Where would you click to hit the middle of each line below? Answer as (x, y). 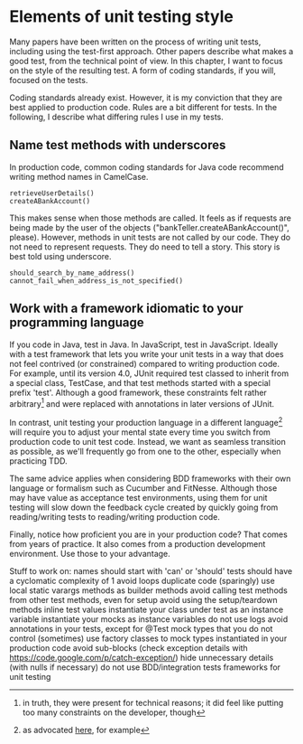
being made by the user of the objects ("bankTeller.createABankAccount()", (150, 227)
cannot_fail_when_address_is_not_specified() (96, 281)
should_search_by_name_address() (72, 273)
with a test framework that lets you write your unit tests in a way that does (147, 353)
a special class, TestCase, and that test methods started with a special (140, 382)
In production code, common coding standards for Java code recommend (147, 167)
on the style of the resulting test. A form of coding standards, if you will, (143, 71)
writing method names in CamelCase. (79, 176)
